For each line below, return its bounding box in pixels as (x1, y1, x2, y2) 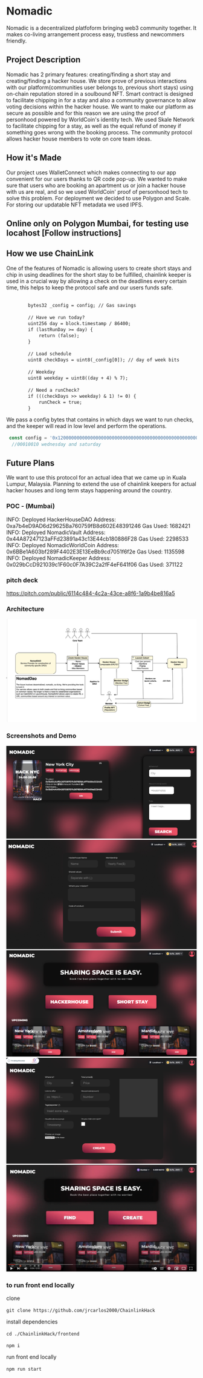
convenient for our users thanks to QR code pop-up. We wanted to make (6, 175, 187, 182)
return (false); (38, 332, 80, 338)
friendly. (6, 37, 27, 44)
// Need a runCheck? (28, 387, 80, 393)
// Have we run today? (28, 314, 85, 320)
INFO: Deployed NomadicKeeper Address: (6, 554, 111, 561)
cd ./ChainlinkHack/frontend (6, 1331, 80, 1337)
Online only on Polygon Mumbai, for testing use (6, 218, 189, 228)
